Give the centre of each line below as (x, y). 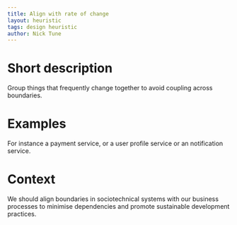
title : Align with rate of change (58, 14)
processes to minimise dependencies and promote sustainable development (118, 207)
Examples (37, 124)
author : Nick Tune (34, 34)
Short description (60, 68)
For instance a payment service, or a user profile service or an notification (115, 144)
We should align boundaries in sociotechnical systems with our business (113, 199)
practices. (22, 214)
